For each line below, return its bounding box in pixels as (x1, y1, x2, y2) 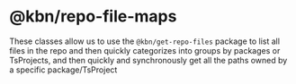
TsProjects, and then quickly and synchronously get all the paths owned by (9, 55, 288, 65)
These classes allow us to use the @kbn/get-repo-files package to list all (9, 36, 281, 46)
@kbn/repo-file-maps (9, 6, 177, 27)
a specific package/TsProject (9, 64, 118, 75)
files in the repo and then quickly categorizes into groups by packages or (9, 45, 281, 55)
